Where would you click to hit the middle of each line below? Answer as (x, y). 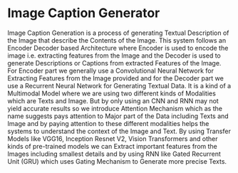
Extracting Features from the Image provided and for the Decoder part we (116, 78)
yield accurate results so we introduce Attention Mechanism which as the (115, 108)
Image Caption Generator (84, 13)
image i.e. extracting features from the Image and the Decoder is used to (114, 56)
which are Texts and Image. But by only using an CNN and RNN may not (113, 100)
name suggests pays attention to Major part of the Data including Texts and (118, 116)
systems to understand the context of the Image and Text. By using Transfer (119, 131)
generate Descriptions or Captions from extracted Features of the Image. (114, 63)
